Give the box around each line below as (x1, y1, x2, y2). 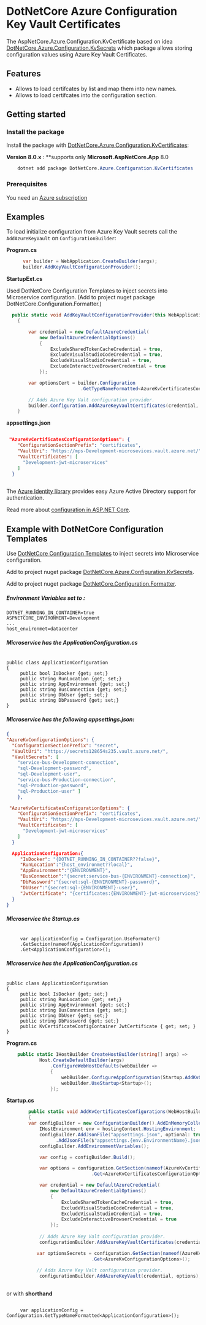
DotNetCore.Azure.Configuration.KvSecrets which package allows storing (6, 44, 193, 52)
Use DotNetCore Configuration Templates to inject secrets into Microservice (6, 550, 199, 557)
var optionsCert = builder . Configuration (28, 380, 136, 386)
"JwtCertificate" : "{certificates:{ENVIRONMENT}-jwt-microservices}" (20, 890, 202, 897)
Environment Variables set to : (6, 594, 86, 602)
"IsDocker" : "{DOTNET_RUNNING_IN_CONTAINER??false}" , (20, 856, 161, 862)
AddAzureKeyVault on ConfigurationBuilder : (6, 235, 116, 242)
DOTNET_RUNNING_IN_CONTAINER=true (6, 610, 95, 616)
